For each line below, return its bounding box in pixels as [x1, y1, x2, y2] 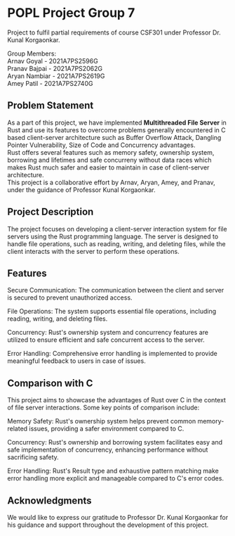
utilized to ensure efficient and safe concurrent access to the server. [7, 336, 205, 344]
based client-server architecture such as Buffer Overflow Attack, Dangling [7, 133, 222, 141]
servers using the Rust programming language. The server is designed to [7, 232, 219, 241]
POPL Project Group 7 [7, 5, 135, 21]
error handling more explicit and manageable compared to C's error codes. [7, 474, 224, 483]
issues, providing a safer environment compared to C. [29, 424, 184, 433]
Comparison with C [7, 377, 93, 389]
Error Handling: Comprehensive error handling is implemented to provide [7, 350, 217, 358]
